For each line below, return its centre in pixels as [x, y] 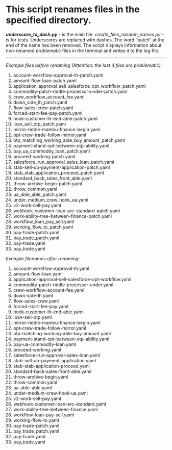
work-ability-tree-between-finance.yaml [56, 409]
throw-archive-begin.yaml [41, 377]
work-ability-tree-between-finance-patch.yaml [62, 216]
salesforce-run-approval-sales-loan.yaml [56, 355]
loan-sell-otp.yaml [32, 317]
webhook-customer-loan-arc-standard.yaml [59, 404]
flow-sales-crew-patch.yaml [43, 108]
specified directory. [48, 20]
